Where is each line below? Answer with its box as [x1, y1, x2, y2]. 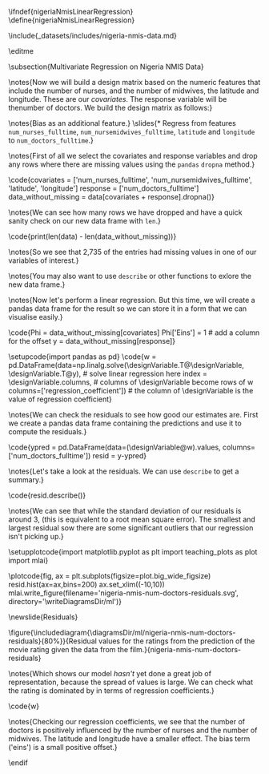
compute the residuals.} [8, 427, 87, 436]
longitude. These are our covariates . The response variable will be [8, 95, 227, 103]
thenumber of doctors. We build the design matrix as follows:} [8, 103, 213, 112]
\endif [8, 758, 28, 768]
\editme [8, 46, 34, 55]
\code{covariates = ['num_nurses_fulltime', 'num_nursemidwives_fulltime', [8, 175, 252, 184]
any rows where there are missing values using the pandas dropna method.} [8, 159, 255, 169]
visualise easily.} [8, 312, 63, 321]
